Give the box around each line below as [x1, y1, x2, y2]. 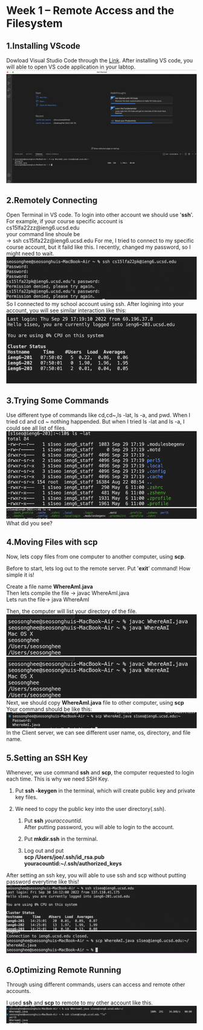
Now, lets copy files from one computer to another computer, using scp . [6, 553, 186, 560]
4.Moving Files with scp [6, 537, 98, 547]
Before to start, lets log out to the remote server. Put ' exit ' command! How [6, 565, 191, 572]
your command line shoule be [6, 231, 80, 238]
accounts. [6, 988, 31, 995]
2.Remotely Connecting [6, 195, 98, 205]
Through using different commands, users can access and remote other [6, 981, 185, 988]
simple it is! [6, 571, 34, 578]
